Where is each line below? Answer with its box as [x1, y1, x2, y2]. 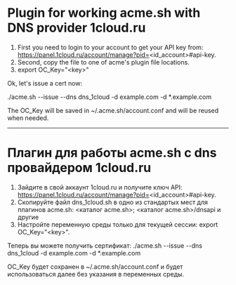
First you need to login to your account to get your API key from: [17, 43, 204, 51]
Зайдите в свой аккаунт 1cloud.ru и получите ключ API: [17, 183, 183, 191]
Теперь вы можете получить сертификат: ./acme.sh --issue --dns [7, 241, 202, 250]
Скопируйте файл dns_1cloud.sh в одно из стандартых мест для [17, 198, 209, 206]
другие [17, 213, 39, 221]
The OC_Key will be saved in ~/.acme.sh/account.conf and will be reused [7, 106, 219, 114]
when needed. [7, 114, 49, 122]
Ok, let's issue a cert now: [7, 79, 83, 87]
